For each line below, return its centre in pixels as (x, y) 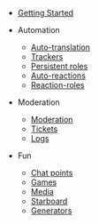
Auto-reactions (58, 76)
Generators (51, 211)
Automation (38, 30)
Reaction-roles (58, 85)
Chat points (52, 173)
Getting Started (45, 13)
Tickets (44, 129)
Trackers (47, 56)
